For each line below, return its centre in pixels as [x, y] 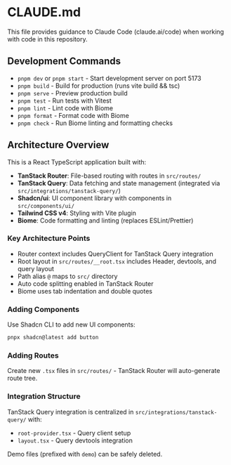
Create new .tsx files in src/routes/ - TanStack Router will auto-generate [114, 371]
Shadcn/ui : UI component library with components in [94, 198]
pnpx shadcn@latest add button [53, 338]
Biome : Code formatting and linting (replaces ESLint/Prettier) [105, 220]
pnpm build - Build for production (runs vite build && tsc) [99, 86]
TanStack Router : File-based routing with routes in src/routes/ [109, 176]
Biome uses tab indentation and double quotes [85, 291]
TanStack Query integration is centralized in [71, 412]
